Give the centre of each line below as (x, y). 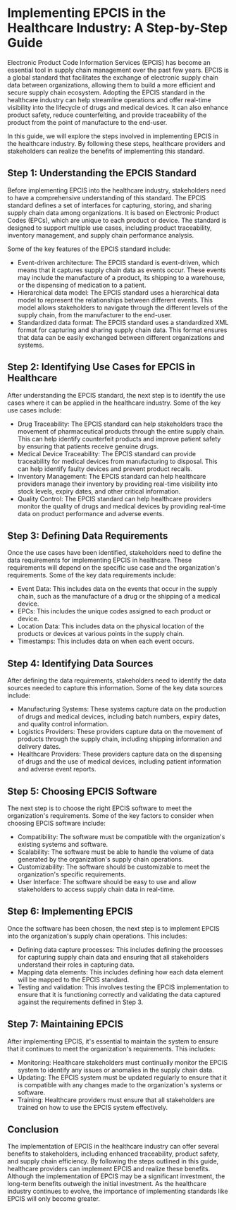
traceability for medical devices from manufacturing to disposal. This (117, 461)
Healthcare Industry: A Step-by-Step (117, 28)
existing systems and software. (63, 844)
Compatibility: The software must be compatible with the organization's (121, 837)
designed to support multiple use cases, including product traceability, (110, 228)
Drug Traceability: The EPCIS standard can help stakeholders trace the (120, 424)
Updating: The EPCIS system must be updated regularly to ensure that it (122, 1077)
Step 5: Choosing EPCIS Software (82, 791)
